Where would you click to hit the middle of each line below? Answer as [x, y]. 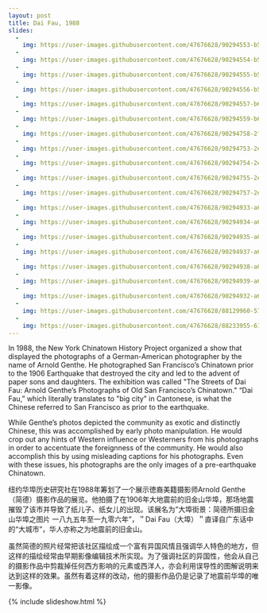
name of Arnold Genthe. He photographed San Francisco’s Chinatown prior [131, 365]
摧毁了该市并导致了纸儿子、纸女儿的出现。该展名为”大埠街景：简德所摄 [125, 510]
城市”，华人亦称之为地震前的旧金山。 [86, 530]
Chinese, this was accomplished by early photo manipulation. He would [125, 431]
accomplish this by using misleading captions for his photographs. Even [126, 457]
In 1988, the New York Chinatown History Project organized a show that [125, 348]
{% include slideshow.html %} [57, 602]
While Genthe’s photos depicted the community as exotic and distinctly [124, 422]
